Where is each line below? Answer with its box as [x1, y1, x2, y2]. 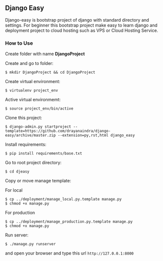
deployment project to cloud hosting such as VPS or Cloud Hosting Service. [5, 27, 159, 33]
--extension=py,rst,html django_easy [57, 133, 135, 138]
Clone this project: [5, 115, 43, 121]
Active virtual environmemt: [5, 97, 61, 103]
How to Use [5, 39, 33, 46]
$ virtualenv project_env [5, 88, 58, 93]
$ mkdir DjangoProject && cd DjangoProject [5, 70, 96, 75]
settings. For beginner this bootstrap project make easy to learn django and [5, 22, 158, 28]
